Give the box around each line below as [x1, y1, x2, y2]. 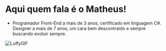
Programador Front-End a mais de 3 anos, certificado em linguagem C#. [12, 20, 161, 26]
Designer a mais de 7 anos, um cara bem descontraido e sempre [12, 25, 146, 31]
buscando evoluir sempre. [12, 30, 66, 36]
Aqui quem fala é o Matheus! [5, 3, 126, 15]
